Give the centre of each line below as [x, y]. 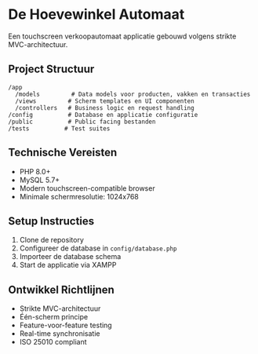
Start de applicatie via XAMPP [68, 265]
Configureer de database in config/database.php [98, 248]
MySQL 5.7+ [40, 180]
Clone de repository [51, 240]
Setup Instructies [51, 221]
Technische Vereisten [63, 153]
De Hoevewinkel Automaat [96, 15]
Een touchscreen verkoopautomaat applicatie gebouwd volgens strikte [122, 36]
